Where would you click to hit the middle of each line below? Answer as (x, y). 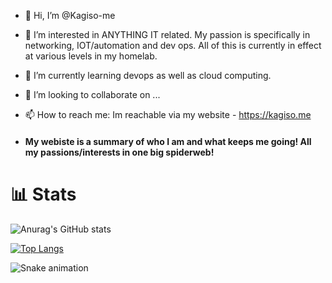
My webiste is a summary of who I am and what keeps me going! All (168, 141)
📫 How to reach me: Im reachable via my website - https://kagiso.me (168, 114)
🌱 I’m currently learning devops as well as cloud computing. (148, 75)
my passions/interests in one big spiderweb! (119, 152)
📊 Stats (43, 194)
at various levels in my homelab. (91, 56)
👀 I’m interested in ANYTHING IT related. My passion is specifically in (167, 34)
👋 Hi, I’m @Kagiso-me (70, 15)
